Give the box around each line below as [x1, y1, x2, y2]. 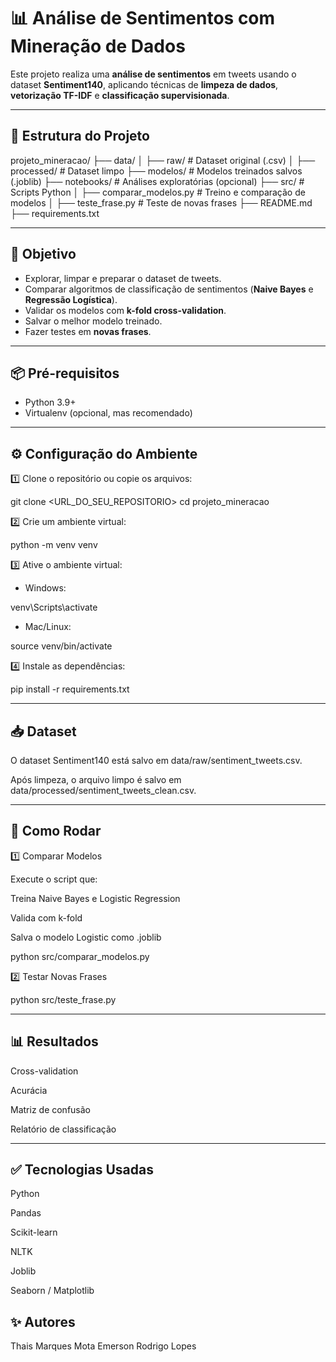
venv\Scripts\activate [10, 601, 98, 614]
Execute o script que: [10, 873, 98, 885]
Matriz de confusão [10, 1103, 91, 1115]
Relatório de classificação [10, 1123, 117, 1135]
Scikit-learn [10, 1226, 58, 1239]
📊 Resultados [10, 1033, 99, 1050]
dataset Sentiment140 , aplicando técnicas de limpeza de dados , [10, 78, 279, 90]
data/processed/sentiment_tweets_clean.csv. [10, 785, 197, 796]
